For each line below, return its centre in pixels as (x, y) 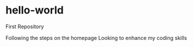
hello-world (35, 10)
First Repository (25, 26)
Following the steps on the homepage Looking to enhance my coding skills (96, 38)
